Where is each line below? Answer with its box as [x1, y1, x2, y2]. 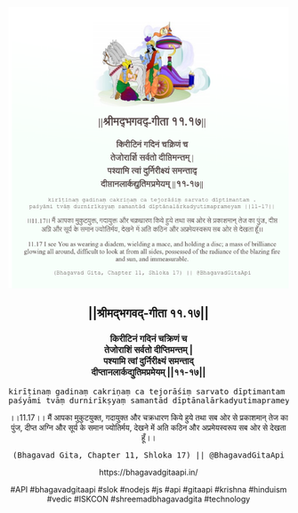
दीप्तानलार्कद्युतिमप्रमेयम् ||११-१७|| [91, 366, 206, 378]
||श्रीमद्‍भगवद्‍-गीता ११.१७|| [87, 306, 210, 321]
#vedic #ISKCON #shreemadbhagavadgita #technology [46, 493, 251, 504]
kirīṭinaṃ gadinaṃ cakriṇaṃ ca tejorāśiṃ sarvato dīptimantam [8, 386, 286, 396]
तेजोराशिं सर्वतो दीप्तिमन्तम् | [104, 343, 193, 356]
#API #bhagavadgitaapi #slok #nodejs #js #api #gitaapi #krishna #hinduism [10, 484, 287, 494]
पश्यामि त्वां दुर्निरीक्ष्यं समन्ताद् [103, 355, 194, 368]
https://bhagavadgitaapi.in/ [99, 467, 198, 477]
